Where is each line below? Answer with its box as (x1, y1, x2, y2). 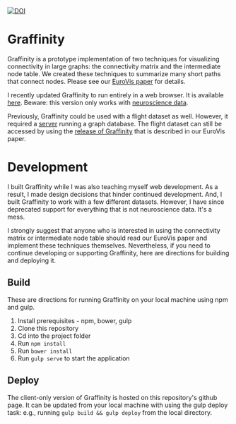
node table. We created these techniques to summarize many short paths (7, 69, 221, 78)
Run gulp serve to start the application (17, 353, 130, 363)
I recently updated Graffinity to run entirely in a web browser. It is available (7, 90, 224, 99)
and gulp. (7, 303, 35, 311)
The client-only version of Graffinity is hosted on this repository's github (7, 393, 218, 401)
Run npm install (17, 339, 66, 347)
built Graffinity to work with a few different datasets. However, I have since (7, 198, 225, 206)
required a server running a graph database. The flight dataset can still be (7, 119, 223, 128)
